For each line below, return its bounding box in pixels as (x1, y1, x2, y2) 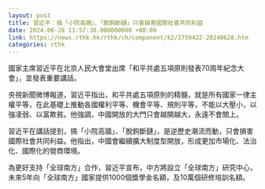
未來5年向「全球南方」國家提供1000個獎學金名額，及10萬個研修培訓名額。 (8, 172, 250, 182)
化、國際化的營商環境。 (8, 146, 84, 156)
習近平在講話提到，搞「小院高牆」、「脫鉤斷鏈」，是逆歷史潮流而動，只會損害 (8, 127, 254, 136)
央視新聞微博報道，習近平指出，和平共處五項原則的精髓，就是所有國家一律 (8, 90, 250, 99)
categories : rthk (8, 41, 65, 49)
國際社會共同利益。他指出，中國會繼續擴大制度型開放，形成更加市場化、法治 (8, 136, 257, 146)
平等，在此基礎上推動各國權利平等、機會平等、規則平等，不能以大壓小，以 (14, 100, 257, 109)
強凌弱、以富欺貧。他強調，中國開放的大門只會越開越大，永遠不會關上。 (8, 109, 243, 119)
